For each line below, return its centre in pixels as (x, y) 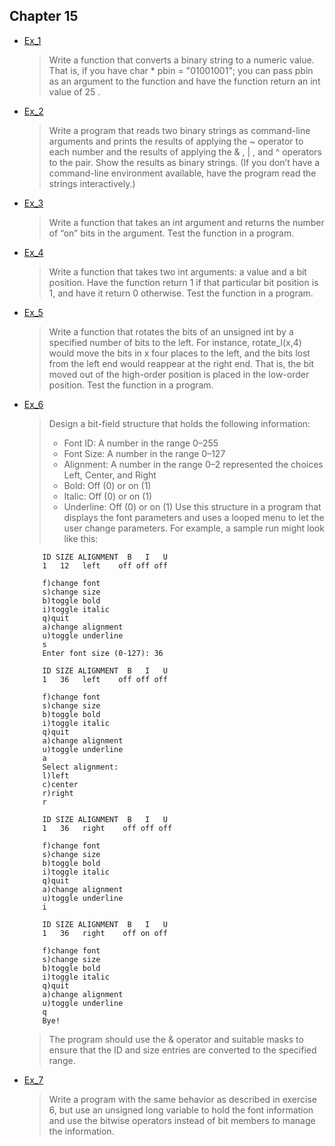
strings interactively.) (92, 183)
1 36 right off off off (107, 828)
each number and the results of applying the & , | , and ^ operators (185, 151)
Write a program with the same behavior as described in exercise (182, 1099)
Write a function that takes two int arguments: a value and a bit (177, 271)
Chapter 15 (44, 16)
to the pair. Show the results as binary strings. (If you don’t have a (184, 162)
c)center (60, 784)
